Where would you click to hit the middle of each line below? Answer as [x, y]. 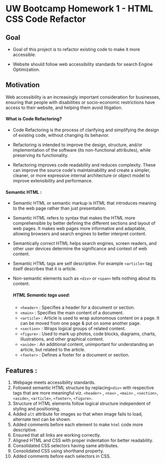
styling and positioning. [37, 409]
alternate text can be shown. [42, 419]
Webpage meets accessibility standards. [54, 382]
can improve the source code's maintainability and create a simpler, [82, 170]
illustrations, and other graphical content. [62, 339]
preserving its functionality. [41, 155]
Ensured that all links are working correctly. [57, 435]
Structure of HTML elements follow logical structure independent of [82, 404]
